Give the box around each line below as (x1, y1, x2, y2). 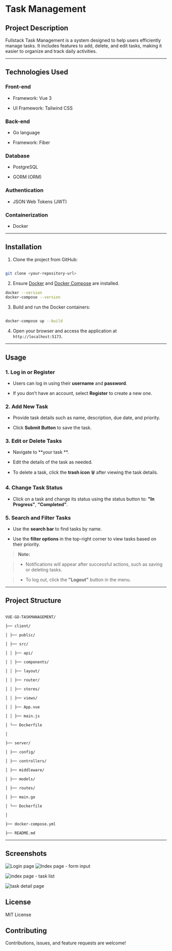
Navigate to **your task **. (12, 449, 69, 455)
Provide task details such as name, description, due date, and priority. (12, 415, 160, 421)
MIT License (5, 911, 32, 918)
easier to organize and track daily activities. (5, 48, 97, 54)
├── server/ (5, 740, 31, 746)
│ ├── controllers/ (5, 758, 47, 764)
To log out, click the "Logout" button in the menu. (25, 577, 131, 583)
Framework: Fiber (12, 139, 50, 146)
